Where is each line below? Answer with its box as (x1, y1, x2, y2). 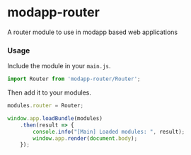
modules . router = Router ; (7, 102, 83, 109)
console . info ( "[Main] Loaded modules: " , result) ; (33, 128, 185, 135)
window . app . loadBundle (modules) (7, 114, 103, 122)
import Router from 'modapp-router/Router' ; (7, 75, 141, 82)
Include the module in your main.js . (7, 62, 111, 70)
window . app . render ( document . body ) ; (33, 134, 138, 142)
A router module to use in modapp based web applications (7, 28, 178, 36)
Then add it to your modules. (7, 88, 92, 97)
